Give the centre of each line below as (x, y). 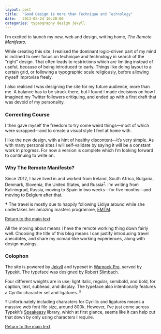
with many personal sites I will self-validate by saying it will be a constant (78, 145)
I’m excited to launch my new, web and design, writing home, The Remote (78, 37)
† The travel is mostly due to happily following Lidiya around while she (75, 204)
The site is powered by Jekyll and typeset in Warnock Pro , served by (73, 267)
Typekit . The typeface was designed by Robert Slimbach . (62, 272)
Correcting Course (27, 115)
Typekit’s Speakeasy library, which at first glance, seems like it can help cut (80, 312)
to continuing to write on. (30, 155)
